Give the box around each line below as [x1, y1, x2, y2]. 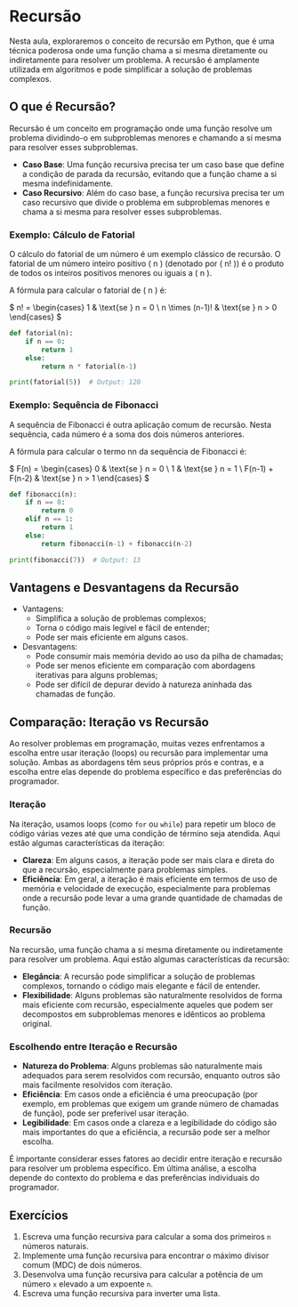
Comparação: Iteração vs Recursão [9, 714, 209, 730]
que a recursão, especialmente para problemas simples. [21, 864, 229, 875]
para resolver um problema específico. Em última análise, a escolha [9, 1163, 257, 1174]
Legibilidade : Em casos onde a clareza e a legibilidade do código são [21, 1117, 278, 1128]
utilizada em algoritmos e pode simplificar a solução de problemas [9, 64, 253, 75]
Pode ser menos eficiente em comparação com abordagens [35, 660, 256, 671]
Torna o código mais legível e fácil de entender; [35, 623, 211, 633]
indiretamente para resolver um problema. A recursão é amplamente [9, 54, 260, 65]
